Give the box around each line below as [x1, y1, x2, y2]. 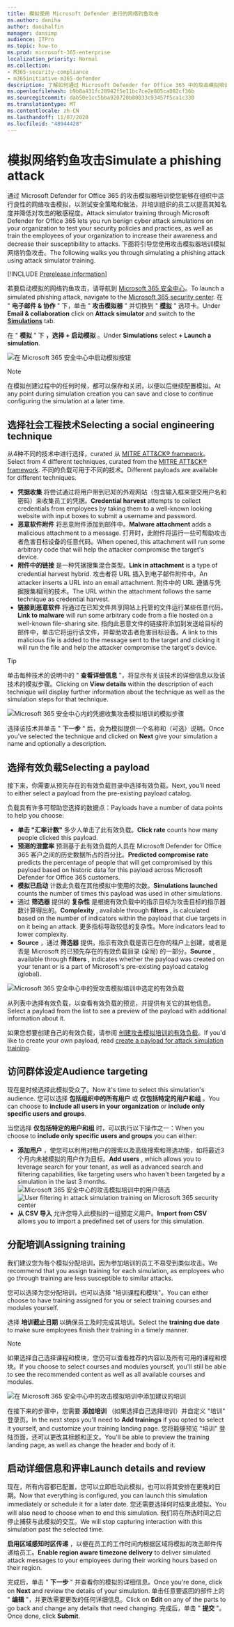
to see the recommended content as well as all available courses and [7, 1370, 205, 1378]
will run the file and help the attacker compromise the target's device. [17, 644, 217, 652]
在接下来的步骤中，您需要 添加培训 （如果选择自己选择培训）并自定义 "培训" [7, 1406, 226, 1415]
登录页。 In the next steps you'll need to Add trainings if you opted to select [7, 1415, 224, 1424]
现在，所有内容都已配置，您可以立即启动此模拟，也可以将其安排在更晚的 [7, 1482, 214, 1490]
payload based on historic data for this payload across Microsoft [17, 866, 203, 874]
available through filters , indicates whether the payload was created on [17, 955, 225, 963]
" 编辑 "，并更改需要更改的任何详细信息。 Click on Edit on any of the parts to [7, 1595, 226, 1603]
